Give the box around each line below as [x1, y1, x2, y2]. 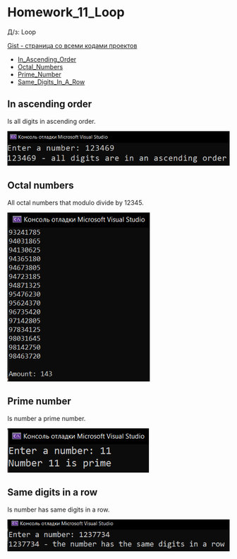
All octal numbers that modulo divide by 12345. [7, 198, 145, 207]
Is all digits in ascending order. [7, 117, 97, 125]
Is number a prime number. [7, 414, 86, 422]
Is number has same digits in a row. [7, 505, 110, 514]
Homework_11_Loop [7, 4, 125, 21]
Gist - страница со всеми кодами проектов [7, 41, 138, 50]
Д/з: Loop [7, 28, 37, 36]
